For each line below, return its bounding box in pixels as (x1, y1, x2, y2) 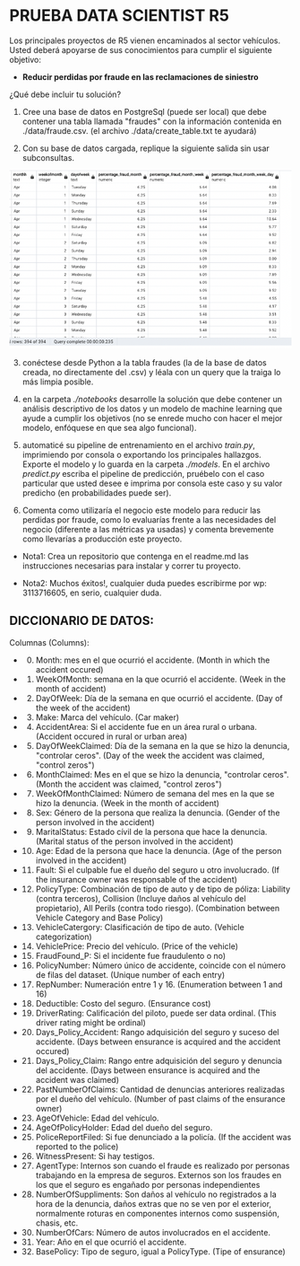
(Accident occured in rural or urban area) (35, 731, 188, 742)
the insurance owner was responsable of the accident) (35, 874, 237, 884)
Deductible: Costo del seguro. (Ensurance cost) (35, 998, 211, 1008)
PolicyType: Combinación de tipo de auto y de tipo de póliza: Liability (35, 884, 291, 894)
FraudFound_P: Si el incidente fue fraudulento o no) (35, 950, 227, 961)
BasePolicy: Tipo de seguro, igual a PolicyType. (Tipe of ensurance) (35, 1245, 287, 1257)
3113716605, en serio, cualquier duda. (21, 587, 162, 598)
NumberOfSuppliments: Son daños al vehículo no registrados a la (35, 1189, 278, 1200)
